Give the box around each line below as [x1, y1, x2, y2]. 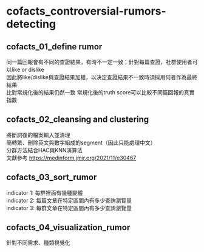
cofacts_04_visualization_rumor [6, 222, 131, 233]
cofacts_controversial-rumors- [6, 4, 167, 18]
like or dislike [11, 66, 44, 73]
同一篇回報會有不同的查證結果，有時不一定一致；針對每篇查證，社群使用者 [6, 58, 192, 65]
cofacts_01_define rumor [6, 41, 103, 52]
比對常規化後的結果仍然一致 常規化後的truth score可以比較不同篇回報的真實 [6, 89, 195, 96]
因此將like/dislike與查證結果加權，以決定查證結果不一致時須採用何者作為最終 [6, 74, 198, 80]
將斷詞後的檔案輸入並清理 [6, 131, 70, 138]
